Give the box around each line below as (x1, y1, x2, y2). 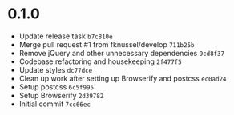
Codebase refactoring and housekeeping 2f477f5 (18, 57, 182, 66)
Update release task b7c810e (18, 31, 113, 41)
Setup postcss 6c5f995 (18, 81, 94, 92)
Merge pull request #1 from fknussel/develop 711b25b (18, 39, 195, 49)
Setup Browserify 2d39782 (18, 90, 104, 100)
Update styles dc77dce (18, 65, 93, 74)
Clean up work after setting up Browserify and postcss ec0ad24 (18, 73, 227, 83)
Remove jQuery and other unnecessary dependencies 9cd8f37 (18, 48, 225, 57)
